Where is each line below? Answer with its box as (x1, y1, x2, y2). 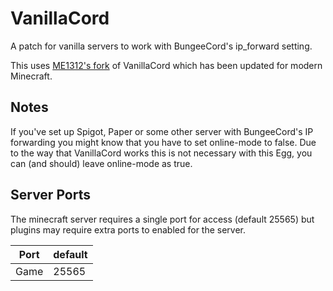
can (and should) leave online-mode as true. (10, 157, 193, 169)
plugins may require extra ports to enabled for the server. (10, 223, 247, 236)
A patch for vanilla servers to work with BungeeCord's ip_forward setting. (10, 40, 313, 52)
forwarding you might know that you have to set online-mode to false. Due (10, 136, 317, 148)
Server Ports (10, 187, 91, 204)
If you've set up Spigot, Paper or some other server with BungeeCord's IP (10, 125, 314, 137)
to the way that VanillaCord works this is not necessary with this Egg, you (10, 147, 313, 159)
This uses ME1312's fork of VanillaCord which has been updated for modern (10, 59, 323, 71)
